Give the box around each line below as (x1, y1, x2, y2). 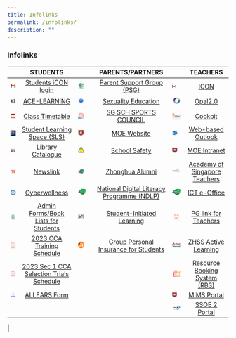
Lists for (34, 216, 58, 225)
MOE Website (111, 129, 151, 137)
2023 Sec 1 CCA (22, 262, 72, 271)
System (195, 273, 218, 282)
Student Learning (21, 125, 72, 134)
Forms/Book (29, 209, 65, 218)
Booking (194, 266, 218, 274)
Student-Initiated (106, 209, 157, 218)
